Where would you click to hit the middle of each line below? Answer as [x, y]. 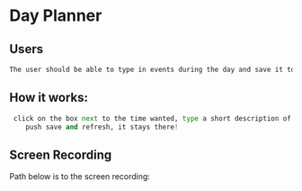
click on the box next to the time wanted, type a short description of [152, 118]
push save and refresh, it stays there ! [102, 127]
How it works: [49, 98]
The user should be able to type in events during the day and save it [146, 69]
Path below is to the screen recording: [80, 177]
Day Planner [56, 16]
